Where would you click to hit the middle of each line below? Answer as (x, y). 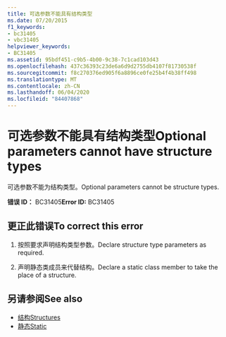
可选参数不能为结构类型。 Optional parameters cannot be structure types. (113, 187)
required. (31, 252)
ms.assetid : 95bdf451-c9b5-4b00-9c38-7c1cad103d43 (83, 60)
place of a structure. (47, 275)
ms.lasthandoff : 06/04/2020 (49, 92)
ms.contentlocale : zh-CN (44, 86)
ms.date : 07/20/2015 (38, 20)
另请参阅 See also (45, 299)
